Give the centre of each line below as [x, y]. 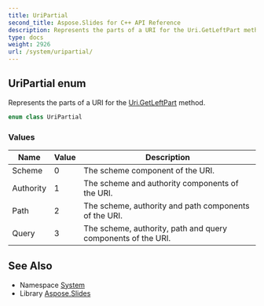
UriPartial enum [47, 84]
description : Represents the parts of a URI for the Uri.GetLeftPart [125, 30]
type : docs [26, 37]
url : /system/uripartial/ [50, 52]
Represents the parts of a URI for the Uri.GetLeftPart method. [107, 102]
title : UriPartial [38, 15]
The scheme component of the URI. [149, 170]
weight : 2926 [29, 45]
